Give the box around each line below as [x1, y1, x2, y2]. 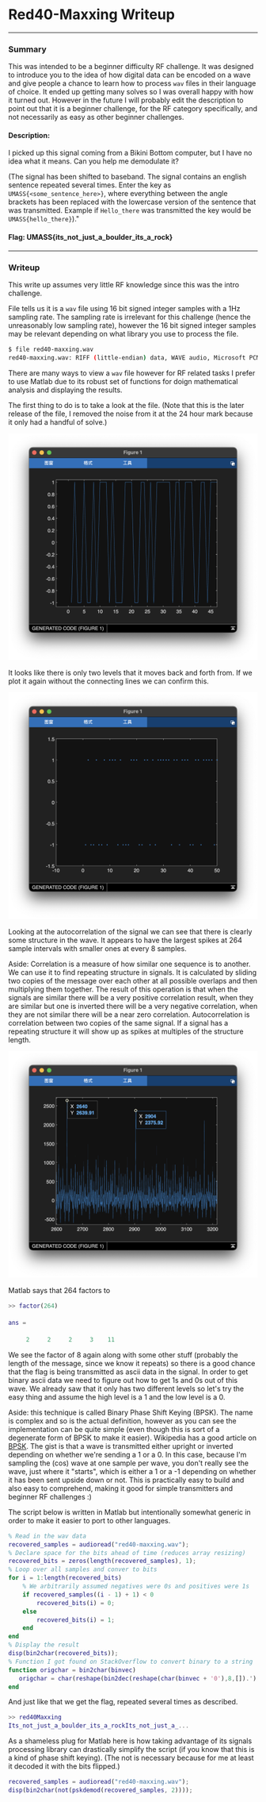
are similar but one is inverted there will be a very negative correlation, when [8, 1002, 258, 1011]
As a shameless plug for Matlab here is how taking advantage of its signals [8, 1736, 253, 1746]
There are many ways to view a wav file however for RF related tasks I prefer [8, 368, 256, 378]
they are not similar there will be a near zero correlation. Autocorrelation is [8, 1010, 250, 1019]
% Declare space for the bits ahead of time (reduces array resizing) [8, 1549, 246, 1557]
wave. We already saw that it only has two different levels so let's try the [8, 1384, 244, 1393]
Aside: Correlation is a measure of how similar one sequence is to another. [8, 959, 251, 969]
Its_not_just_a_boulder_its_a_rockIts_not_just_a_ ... [8, 1722, 190, 1730]
